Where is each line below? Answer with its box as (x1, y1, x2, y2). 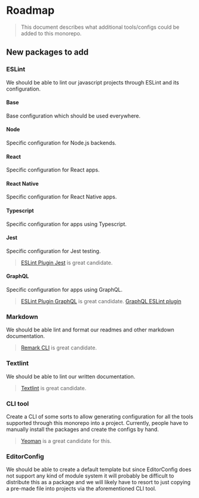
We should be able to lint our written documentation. (6, 373, 136, 380)
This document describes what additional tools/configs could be (20, 23, 180, 31)
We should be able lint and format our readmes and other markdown (6, 326, 174, 333)
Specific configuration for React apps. (6, 166, 100, 174)
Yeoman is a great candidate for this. (20, 437, 112, 444)
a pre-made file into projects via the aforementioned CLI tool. (6, 485, 157, 492)
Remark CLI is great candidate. (20, 344, 97, 351)
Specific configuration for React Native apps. (6, 193, 117, 201)
